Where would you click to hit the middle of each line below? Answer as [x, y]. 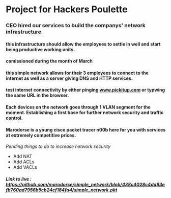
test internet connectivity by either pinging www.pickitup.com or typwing [85, 90]
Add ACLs [24, 162]
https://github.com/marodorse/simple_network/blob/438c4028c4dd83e [85, 184]
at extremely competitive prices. [41, 135]
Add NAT [23, 157]
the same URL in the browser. [37, 95]
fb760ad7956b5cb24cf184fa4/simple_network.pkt [62, 190]
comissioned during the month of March [49, 61]
